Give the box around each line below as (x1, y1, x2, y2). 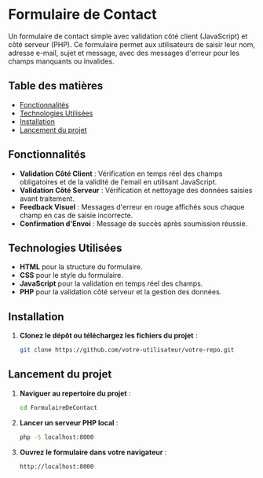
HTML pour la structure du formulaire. (19, 262, 143, 272)
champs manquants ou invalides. (8, 57, 115, 66)
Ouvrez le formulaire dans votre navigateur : (19, 447, 167, 457)
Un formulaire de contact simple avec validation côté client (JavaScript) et (8, 31, 248, 41)
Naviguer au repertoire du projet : (19, 389, 131, 398)
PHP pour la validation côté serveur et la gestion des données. (19, 287, 222, 297)
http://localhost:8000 (19, 462, 94, 470)
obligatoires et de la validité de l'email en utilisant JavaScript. (19, 177, 217, 186)
